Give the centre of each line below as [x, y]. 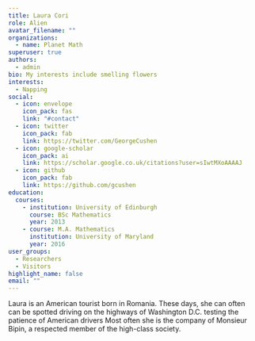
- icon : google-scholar [54, 148]
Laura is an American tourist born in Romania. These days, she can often [127, 304]
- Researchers [38, 259]
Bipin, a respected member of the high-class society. [95, 329]
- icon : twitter [42, 126]
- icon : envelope [44, 104]
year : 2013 [47, 222]
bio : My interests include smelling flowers [83, 75]
